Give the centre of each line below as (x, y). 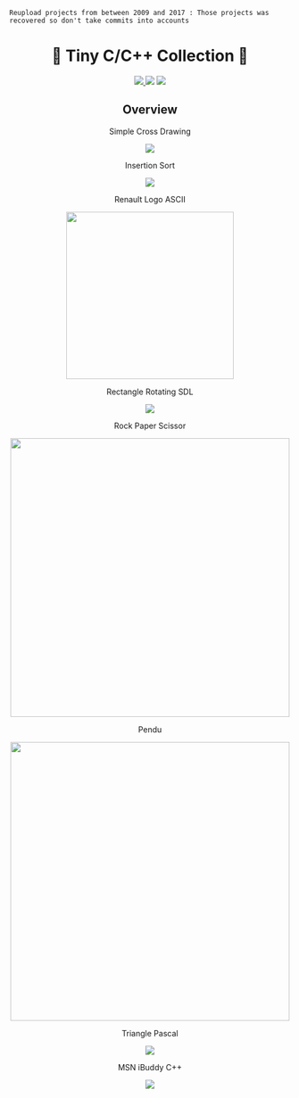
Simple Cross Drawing (149, 131)
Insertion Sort (150, 165)
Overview (150, 110)
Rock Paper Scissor (150, 425)
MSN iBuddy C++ (150, 1067)
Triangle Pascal (150, 1033)
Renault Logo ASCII (150, 199)
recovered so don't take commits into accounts (100, 21)
